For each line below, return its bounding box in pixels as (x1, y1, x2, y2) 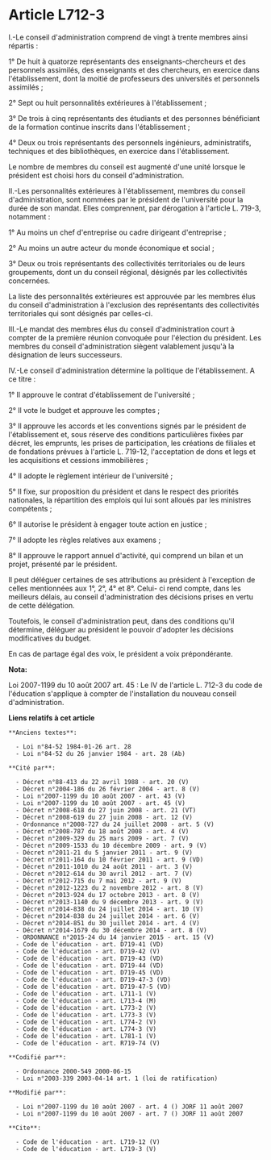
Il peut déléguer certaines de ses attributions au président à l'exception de (8, 574, 256, 584)
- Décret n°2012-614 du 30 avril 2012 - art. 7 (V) (15, 870, 194, 878)
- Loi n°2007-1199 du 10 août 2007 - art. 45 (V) (15, 799, 186, 807)
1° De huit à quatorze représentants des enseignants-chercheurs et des (8, 56, 246, 66)
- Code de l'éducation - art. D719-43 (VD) (15, 954, 164, 962)
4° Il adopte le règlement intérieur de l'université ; (8, 470, 173, 481)
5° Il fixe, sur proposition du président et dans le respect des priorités (8, 486, 240, 496)
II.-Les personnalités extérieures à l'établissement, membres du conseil (8, 186, 246, 195)
